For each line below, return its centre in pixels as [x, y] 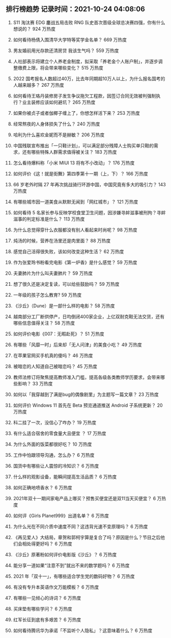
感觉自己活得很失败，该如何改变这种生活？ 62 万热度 [68, 251]
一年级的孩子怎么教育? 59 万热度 [47, 295]
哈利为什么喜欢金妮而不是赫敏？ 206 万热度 [59, 135]
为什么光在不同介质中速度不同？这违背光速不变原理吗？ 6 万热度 [80, 526]
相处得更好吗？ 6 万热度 [47, 544]
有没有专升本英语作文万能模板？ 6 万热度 [56, 587]
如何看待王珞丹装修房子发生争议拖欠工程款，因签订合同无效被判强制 [84, 95]
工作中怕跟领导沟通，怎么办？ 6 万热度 [54, 455]
